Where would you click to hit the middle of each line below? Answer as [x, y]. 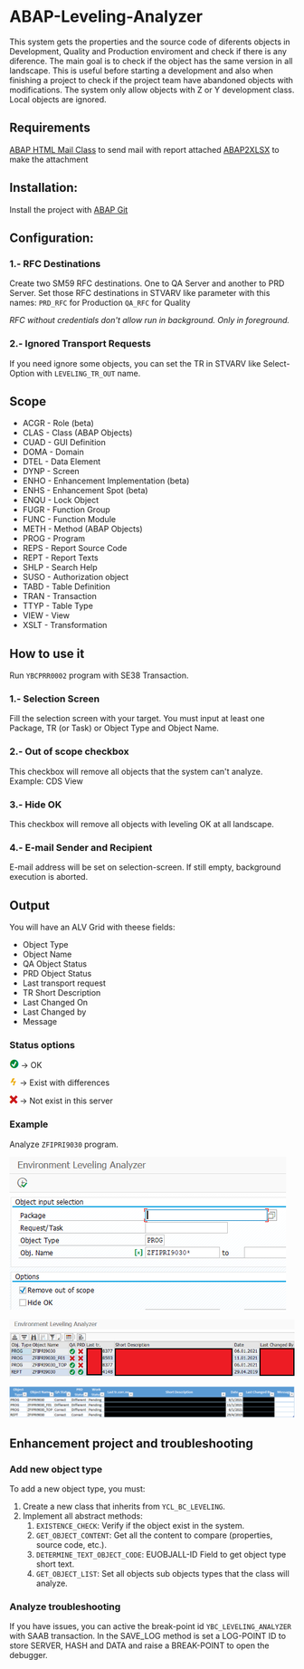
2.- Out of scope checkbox [69, 751]
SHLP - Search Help [60, 567]
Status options [42, 1045]
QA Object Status [55, 964]
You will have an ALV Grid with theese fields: [92, 927]
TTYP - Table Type [57, 606]
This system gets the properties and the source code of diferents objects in [150, 42]
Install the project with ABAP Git [69, 209]
